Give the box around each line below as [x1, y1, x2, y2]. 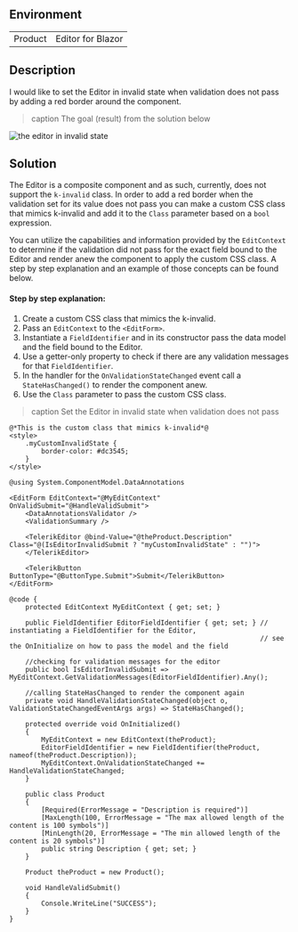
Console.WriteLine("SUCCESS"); [41, 899, 157, 908]
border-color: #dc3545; [41, 446, 129, 455]
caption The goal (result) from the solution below [30, 113, 211, 124]
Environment [9, 7, 83, 22]
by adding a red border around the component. [9, 95, 182, 106]
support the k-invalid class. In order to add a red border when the [9, 189, 254, 200]
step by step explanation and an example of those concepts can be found [9, 263, 279, 274]
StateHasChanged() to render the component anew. [21, 379, 207, 390]
